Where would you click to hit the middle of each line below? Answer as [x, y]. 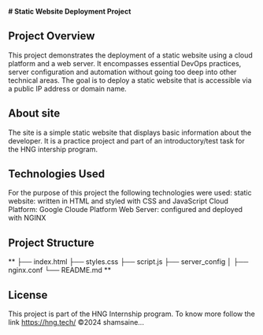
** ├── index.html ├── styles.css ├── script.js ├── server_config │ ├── [128, 262]
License [28, 295]
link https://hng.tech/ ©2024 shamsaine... [76, 322]
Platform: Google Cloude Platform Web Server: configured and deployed [125, 210]
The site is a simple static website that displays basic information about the [130, 132]
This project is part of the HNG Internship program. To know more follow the [132, 314]
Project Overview [52, 36]
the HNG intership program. [53, 149]
